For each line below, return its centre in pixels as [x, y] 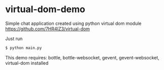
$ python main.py [24, 48]
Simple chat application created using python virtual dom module [73, 23]
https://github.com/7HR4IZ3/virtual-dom [48, 28]
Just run [14, 39]
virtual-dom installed [27, 63]
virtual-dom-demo [45, 9]
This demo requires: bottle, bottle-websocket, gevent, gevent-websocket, [83, 57]
